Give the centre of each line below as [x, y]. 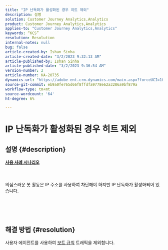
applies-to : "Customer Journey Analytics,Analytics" [61, 29]
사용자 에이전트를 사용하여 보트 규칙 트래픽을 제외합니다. [60, 243]
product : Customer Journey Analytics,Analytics [56, 24]
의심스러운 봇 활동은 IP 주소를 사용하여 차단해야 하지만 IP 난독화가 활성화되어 [80, 185]
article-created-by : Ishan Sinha [40, 52]
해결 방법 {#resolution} [40, 230]
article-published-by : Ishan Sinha [42, 61]
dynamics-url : [20, 80]
